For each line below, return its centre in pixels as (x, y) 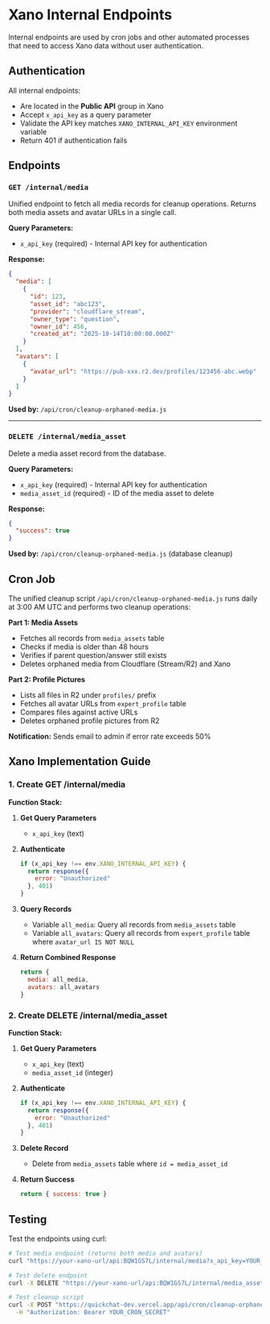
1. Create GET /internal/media (67, 784)
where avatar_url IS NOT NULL (83, 942)
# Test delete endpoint (48, 1275)
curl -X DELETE (34, 1283)
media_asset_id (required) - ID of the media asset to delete (117, 493)
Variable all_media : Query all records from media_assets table (134, 925)
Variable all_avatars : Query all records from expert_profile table (141, 933)
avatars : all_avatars (64, 987)
